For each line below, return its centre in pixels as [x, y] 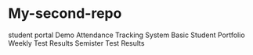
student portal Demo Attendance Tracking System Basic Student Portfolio [127, 35]
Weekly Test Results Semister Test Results [76, 43]
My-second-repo [65, 14]
